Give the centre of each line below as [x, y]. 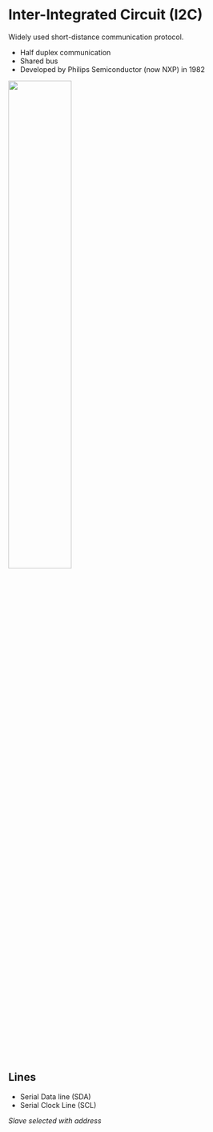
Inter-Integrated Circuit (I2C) [106, 15]
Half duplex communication [65, 52]
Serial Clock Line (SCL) [58, 1105]
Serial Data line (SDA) [55, 1096]
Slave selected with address [55, 1120]
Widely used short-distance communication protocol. [96, 37]
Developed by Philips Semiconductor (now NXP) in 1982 [113, 69]
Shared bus [39, 61]
